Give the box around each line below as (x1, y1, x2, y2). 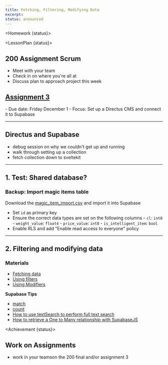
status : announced (5, 16, 43, 21)
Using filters (12, 276, 38, 282)
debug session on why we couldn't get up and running (12, 143, 125, 150)
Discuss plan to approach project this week (12, 78, 101, 84)
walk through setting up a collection (12, 149, 86, 155)
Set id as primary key (12, 209, 57, 215)
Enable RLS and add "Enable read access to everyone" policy (12, 225, 139, 231)
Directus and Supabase (5, 130, 80, 139)
